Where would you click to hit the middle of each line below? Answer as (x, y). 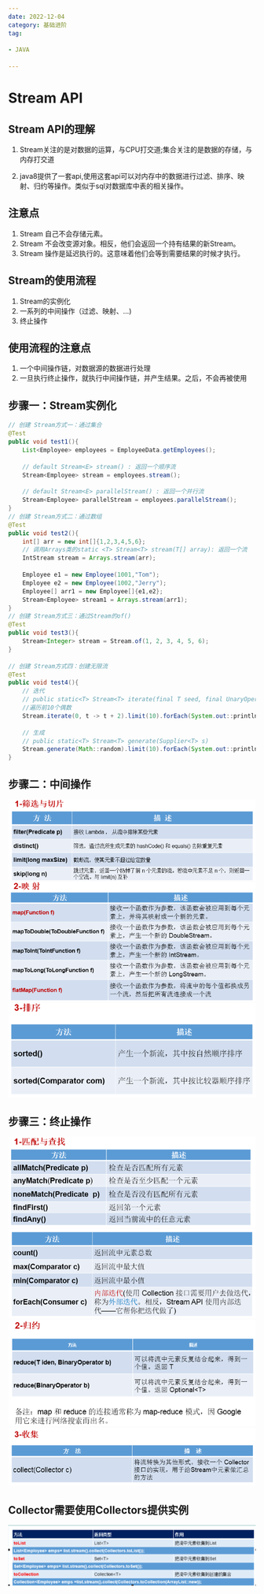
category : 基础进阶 (38, 25)
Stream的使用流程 (52, 281)
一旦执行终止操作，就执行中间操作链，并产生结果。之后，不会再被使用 (133, 378)
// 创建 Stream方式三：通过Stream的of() (70, 616)
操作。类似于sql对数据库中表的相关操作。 (121, 186)
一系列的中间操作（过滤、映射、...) (75, 310)
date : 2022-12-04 (37, 17)
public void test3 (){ (44, 633)
